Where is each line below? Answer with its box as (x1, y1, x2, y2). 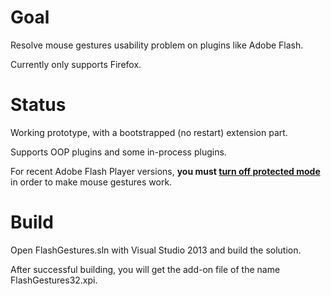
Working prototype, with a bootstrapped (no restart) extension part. (10, 126, 288, 138)
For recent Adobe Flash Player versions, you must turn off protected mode (10, 165, 321, 177)
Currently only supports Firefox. (10, 58, 142, 70)
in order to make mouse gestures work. (10, 176, 173, 188)
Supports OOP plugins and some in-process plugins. (10, 146, 227, 158)
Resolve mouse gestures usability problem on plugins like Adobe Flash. (10, 39, 304, 51)
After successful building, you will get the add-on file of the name (10, 263, 281, 275)
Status (10, 94, 67, 116)
